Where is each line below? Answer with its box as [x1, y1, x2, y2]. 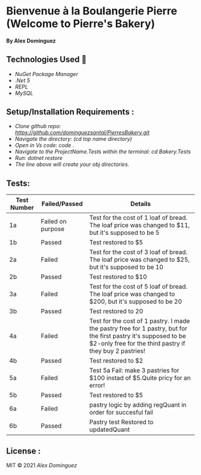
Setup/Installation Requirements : [6, 107, 135, 117]
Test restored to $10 [89, 273, 148, 281]
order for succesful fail [89, 409, 154, 417]
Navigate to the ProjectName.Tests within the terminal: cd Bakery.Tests [14, 148, 191, 155]
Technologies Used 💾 [6, 55, 87, 65]
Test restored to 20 [89, 307, 144, 316]
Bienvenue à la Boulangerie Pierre [6, 4, 178, 18]
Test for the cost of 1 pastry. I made [89, 317, 190, 325]
